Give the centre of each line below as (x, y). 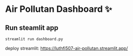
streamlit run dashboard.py (34, 39)
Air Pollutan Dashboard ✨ (59, 9)
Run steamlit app (32, 28)
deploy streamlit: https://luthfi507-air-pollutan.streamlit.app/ (66, 48)
